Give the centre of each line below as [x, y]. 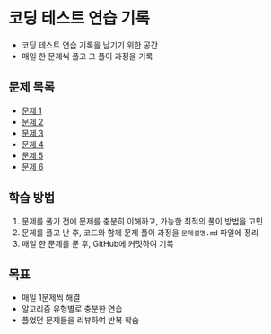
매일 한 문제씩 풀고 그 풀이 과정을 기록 [87, 56]
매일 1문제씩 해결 [51, 298]
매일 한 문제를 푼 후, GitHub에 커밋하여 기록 [97, 243]
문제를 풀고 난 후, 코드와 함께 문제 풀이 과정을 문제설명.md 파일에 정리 [140, 232]
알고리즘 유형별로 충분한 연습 [72, 309]
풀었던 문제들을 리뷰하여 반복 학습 [80, 321]
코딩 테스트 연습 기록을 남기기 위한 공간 [90, 45]
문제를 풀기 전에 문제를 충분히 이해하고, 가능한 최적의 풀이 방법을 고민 [142, 221]
